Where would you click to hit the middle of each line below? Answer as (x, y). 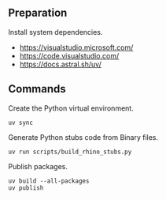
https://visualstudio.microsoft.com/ (76, 47)
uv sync (21, 123)
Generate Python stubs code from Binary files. (83, 137)
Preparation (38, 13)
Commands (37, 89)
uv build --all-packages (49, 181)
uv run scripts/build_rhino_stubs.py (70, 152)
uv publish (26, 188)
